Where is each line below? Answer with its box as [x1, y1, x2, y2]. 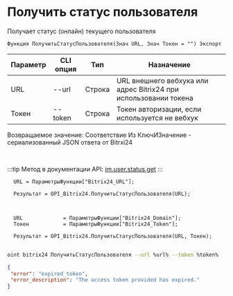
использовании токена [116, 93, 193, 102]
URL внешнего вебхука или [116, 75, 209, 85]
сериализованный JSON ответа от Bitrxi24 [7, 138, 133, 146]
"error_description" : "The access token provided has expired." [10, 277, 200, 284]
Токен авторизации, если [116, 104, 202, 114]
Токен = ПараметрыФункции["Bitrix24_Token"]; [13, 221, 178, 228]
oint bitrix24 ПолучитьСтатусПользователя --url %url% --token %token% [7, 251, 218, 258]
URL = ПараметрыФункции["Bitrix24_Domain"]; [13, 214, 182, 221]
